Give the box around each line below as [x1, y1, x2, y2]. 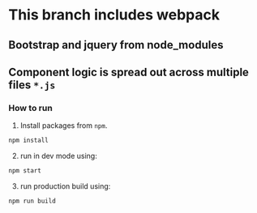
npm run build [8, 197, 57, 206]
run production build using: [19, 181, 111, 191]
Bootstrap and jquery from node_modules [8, 38, 224, 52]
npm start [8, 167, 42, 175]
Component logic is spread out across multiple [8, 65, 250, 79]
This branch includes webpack [8, 6, 221, 24]
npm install [8, 136, 49, 145]
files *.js [8, 78, 56, 92]
